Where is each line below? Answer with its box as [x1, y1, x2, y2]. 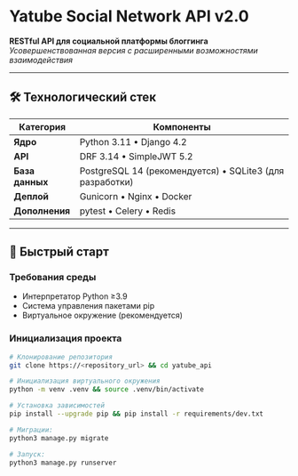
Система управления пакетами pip [21, 301, 155, 311]
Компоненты [153, 120, 211, 133]
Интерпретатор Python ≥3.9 [21, 291, 128, 302]
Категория [19, 120, 67, 133]
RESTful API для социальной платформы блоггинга [9, 36, 208, 46]
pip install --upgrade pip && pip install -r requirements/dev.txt [9, 409, 264, 419]
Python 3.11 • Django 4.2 [79, 135, 187, 148]
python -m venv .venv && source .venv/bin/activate [9, 385, 204, 394]
